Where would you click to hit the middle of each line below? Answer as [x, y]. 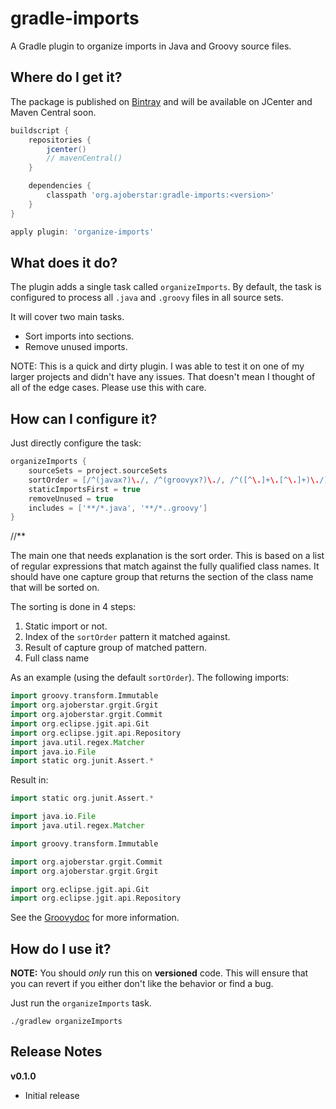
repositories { [60, 140]
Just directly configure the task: [76, 443]
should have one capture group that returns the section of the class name [162, 577]
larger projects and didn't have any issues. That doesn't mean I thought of [163, 377]
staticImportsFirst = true [84, 489]
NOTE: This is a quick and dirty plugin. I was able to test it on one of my [157, 366]
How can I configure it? [84, 418]
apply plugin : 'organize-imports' [82, 232]
